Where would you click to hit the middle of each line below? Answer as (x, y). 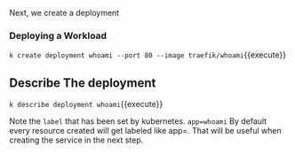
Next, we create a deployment (64, 13)
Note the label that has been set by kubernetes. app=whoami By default (138, 121)
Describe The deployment (83, 83)
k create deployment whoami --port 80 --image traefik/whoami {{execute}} (148, 55)
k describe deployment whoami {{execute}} (86, 104)
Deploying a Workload (58, 35)
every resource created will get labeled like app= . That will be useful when (145, 131)
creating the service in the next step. (76, 140)
